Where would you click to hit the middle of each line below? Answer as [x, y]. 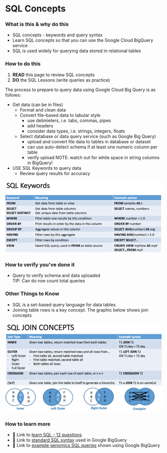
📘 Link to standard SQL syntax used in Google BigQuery [70, 440]
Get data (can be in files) [38, 105]
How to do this [23, 64]
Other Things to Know [32, 294]
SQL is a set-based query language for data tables [64, 305]
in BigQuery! [40, 163]
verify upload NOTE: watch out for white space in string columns [93, 157]
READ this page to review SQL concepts [53, 75]
